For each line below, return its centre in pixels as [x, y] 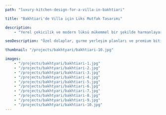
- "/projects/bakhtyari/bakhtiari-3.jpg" [57, 73]
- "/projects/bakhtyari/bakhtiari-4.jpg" [57, 77]
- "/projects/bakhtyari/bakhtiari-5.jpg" [57, 82]
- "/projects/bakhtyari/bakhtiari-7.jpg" [57, 91]
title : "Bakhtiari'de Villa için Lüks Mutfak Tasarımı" [64, 19]
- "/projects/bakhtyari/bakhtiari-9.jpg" [57, 100]
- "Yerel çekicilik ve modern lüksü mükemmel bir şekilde [75, 32]
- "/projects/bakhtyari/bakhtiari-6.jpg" [57, 86]
